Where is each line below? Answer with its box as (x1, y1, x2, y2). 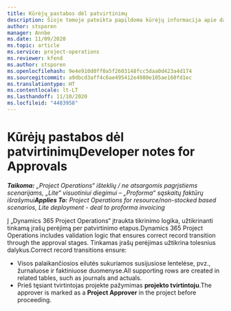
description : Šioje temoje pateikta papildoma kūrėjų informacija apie (7, 17, 217, 23)
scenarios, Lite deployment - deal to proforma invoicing (7, 203, 165, 211)
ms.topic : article (7, 42, 60, 49)
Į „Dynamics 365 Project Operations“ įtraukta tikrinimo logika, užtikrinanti (7, 216, 214, 224)
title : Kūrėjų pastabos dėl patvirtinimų (7, 10, 128, 17)
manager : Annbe (7, 29, 51, 36)
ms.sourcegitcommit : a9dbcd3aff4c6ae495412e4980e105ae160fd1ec (7, 74, 192, 81)
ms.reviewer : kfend (7, 55, 63, 62)
